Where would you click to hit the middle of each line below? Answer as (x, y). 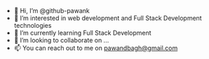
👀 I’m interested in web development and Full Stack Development (108, 18)
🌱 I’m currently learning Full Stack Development (83, 33)
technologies (33, 25)
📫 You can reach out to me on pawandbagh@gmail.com (96, 48)
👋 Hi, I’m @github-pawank (52, 11)
